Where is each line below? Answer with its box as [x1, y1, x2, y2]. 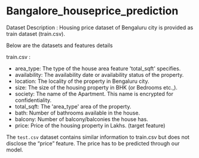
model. [6, 146, 23, 153]
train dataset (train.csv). [6, 30, 66, 37]
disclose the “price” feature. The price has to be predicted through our [6, 140, 180, 147]
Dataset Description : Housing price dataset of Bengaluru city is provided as [6, 24, 194, 31]
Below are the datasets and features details [6, 42, 113, 49]
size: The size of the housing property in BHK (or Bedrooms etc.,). [14, 83, 178, 91]
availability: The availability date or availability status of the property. [14, 71, 184, 78]
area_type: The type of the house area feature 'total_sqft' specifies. [14, 64, 181, 72]
